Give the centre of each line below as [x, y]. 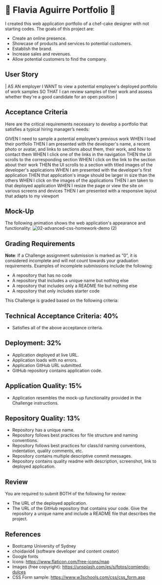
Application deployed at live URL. [45, 355]
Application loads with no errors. [45, 360]
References [23, 534]
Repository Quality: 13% [43, 418]
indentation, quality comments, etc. [48, 451]
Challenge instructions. [35, 403]
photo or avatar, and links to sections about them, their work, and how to [78, 149]
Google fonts [25, 557]
